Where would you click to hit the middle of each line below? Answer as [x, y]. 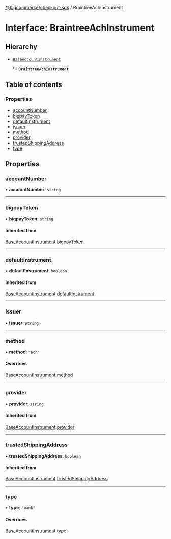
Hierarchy [21, 47]
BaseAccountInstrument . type [36, 531]
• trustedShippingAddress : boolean [43, 456]
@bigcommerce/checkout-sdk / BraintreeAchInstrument [64, 7]
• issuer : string [22, 323]
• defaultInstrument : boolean [36, 271]
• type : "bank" [20, 508]
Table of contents [34, 85]
